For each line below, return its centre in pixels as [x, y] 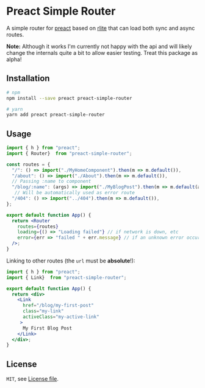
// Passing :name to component [52, 182]
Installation [28, 78]
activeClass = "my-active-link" [61, 317]
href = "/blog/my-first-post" [58, 306]
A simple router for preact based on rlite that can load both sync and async [101, 28]
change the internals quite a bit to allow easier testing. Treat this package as [102, 52]
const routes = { [28, 164]
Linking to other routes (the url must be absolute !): [71, 261]
